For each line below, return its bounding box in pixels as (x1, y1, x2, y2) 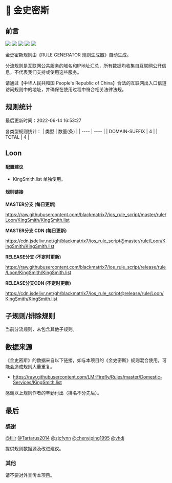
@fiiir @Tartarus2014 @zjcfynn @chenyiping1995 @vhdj (5, 435, 124, 441)
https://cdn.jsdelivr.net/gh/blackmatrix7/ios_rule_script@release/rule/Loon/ (5, 290, 164, 296)
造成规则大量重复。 (14, 364, 55, 370)
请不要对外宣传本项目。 (5, 472, 55, 478)
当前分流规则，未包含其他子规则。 (5, 326, 77, 332)
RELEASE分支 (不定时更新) (5, 254, 61, 260)
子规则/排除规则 (5, 312, 55, 320)
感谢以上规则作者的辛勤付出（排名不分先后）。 (5, 390, 102, 396)
